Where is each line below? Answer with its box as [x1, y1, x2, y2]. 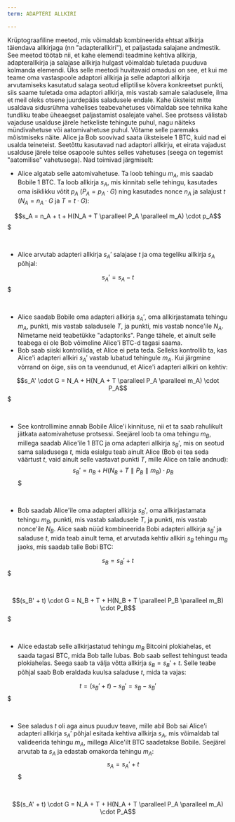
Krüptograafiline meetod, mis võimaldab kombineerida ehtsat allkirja [7, 36, 204, 44]
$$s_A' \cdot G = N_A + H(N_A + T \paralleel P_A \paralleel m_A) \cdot [16, 376, 220, 384]
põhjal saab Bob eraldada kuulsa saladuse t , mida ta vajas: [17, 668, 187, 676]
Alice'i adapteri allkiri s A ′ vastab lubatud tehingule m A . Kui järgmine [17, 353, 211, 363]
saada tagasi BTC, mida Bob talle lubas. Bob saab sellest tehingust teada [17, 651, 228, 659]
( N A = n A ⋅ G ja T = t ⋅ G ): [17, 196, 90, 206]
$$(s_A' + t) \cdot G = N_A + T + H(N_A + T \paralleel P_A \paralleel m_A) [12, 799, 224, 808]
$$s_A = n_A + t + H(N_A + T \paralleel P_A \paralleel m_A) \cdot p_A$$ [14, 212, 222, 220]
